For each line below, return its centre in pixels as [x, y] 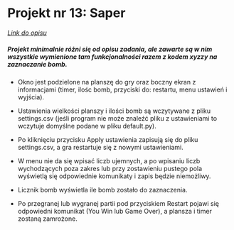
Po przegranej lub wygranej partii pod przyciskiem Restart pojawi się [118, 203]
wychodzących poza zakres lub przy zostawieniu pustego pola [110, 168]
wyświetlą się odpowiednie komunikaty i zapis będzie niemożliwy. [114, 176]
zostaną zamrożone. [48, 219]
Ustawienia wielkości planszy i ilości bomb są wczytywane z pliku [114, 111]
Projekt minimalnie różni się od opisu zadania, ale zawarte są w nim [110, 49]
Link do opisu [27, 33]
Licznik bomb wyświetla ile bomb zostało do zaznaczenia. [102, 190]
